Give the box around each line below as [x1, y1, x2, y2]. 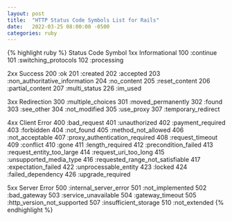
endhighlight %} [7, 206, 53, 214]
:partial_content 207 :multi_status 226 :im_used [7, 84, 142, 92]
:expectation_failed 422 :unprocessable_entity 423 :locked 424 [7, 163, 188, 171]
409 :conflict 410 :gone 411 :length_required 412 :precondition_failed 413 [7, 140, 213, 149]
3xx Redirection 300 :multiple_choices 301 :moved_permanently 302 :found [7, 98, 223, 106]
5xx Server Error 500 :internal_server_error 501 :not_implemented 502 [7, 183, 207, 192]
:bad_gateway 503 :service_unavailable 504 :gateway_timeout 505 [7, 191, 197, 199]
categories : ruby [7, 29, 57, 37]
